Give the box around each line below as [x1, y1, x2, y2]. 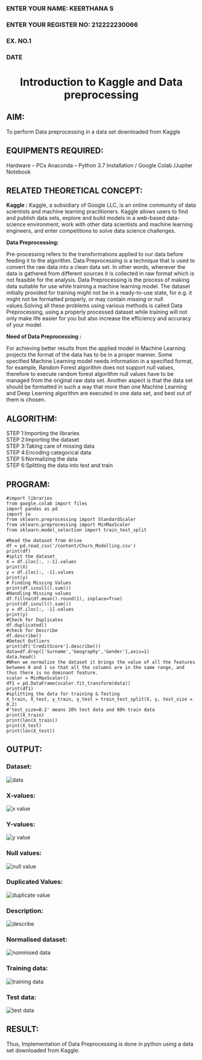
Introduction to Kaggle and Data [20, 75, 183, 89]
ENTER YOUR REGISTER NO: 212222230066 [6, 20, 139, 28]
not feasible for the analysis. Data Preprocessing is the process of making [6, 276, 190, 283]
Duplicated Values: [6, 877, 63, 886]
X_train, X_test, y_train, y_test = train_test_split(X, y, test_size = [6, 696, 193, 702]
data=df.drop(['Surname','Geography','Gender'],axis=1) [6, 648, 150, 654]
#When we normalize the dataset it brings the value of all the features [6, 659, 196, 665]
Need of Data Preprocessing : [6, 333, 81, 340]
